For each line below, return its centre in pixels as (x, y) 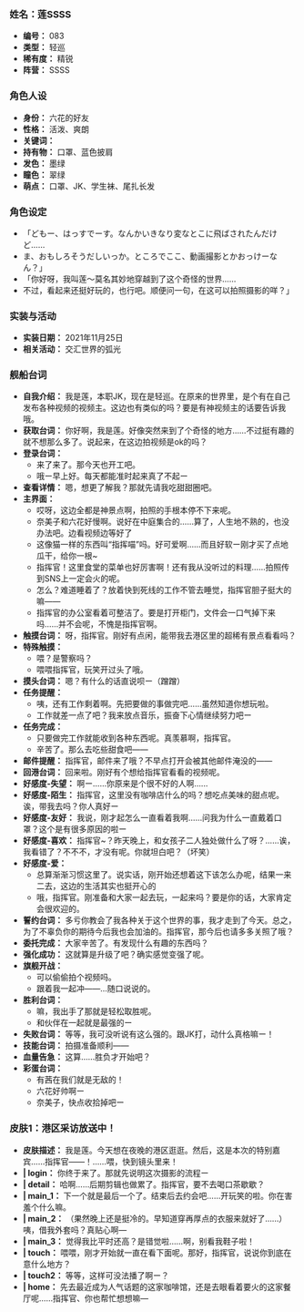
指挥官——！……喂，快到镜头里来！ (111, 1161)
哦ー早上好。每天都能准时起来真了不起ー (112, 477)
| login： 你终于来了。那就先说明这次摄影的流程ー (116, 1173)
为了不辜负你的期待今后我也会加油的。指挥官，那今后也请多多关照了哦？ (158, 932)
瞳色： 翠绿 (44, 174)
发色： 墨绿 (44, 163)
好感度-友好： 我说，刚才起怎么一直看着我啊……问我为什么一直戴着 (148, 818)
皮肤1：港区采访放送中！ (63, 1129)
